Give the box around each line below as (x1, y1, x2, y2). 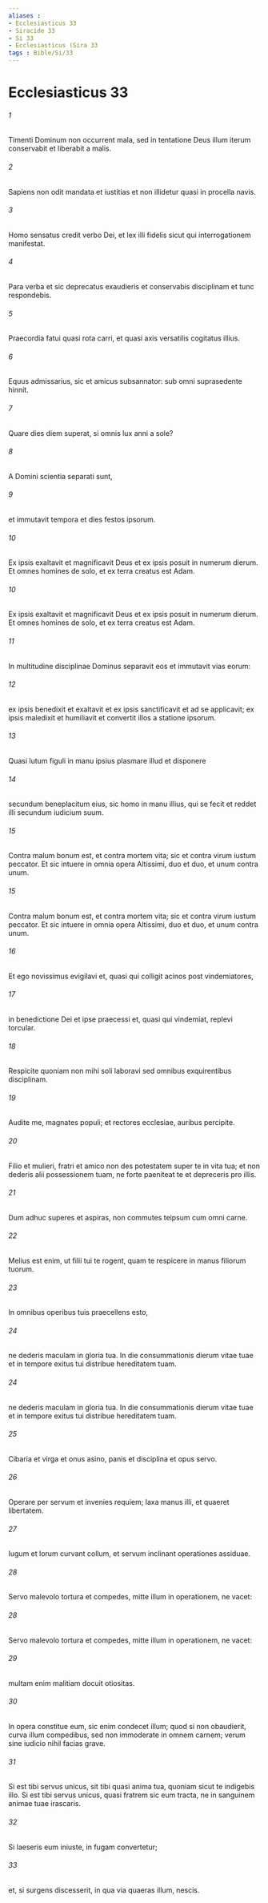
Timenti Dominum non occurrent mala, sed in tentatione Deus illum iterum (8, 135, 251, 145)
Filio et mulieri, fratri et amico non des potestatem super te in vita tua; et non (8, 1161, 261, 1171)
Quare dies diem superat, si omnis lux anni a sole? (8, 428, 174, 437)
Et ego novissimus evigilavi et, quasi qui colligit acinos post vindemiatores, (8, 971, 254, 981)
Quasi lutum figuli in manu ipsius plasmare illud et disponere (8, 756, 206, 766)
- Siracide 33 (8, 26, 56, 34)
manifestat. (8, 238, 46, 248)
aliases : (8, 11, 42, 20)
